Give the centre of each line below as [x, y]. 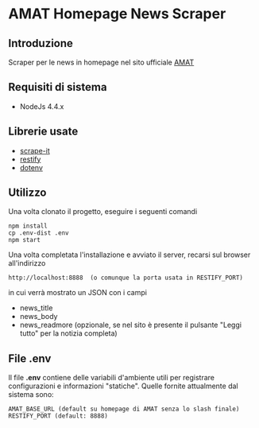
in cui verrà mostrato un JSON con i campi [77, 293]
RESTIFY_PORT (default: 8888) [58, 416]
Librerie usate [43, 132]
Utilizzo [27, 193]
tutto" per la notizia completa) [68, 333]
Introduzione [41, 43]
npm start [25, 240]
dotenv [31, 167]
